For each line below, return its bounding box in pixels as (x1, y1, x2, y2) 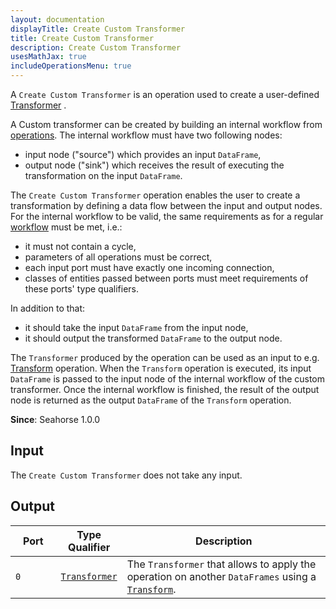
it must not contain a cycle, (24, 241, 137, 252)
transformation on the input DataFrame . (24, 170, 183, 181)
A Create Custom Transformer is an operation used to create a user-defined (10, 89, 320, 100)
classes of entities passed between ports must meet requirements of (24, 272, 309, 284)
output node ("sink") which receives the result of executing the (24, 159, 285, 171)
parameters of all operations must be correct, (24, 251, 213, 263)
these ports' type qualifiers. (24, 283, 140, 295)
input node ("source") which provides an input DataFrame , (24, 149, 262, 160)
